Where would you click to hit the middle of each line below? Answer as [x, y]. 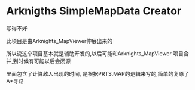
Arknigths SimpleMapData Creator [94, 11]
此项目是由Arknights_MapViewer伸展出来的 [60, 41]
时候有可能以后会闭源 [45, 61]
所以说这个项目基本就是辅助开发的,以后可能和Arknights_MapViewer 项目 [95, 53]
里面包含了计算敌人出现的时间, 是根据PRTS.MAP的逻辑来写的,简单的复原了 [98, 73]
